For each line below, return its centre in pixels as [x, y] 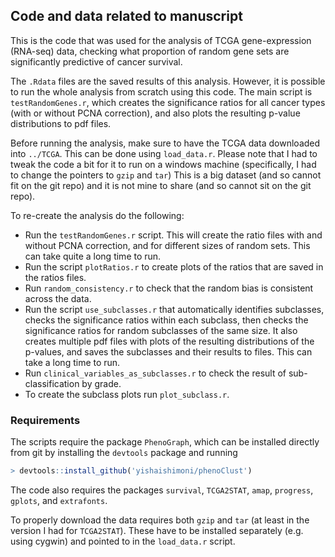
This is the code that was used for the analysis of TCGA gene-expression [161, 40]
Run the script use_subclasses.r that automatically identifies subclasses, [174, 309]
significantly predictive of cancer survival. [96, 61]
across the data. [58, 298]
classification [52, 383]
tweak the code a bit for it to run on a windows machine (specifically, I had [163, 164]
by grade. [101, 383]
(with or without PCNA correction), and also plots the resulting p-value [155, 113]
